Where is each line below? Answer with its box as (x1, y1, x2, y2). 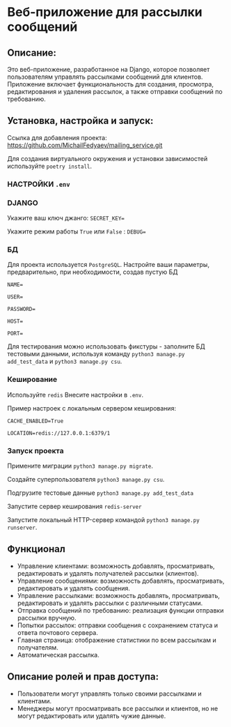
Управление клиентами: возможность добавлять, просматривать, (17, 562, 215, 570)
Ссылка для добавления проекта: (7, 133, 107, 141)
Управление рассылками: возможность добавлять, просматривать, (17, 591, 221, 599)
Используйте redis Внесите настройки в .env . (7, 390, 144, 399)
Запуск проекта (7, 445, 64, 455)
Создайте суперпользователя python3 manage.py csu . (7, 475, 165, 483)
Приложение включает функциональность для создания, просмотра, (7, 80, 214, 88)
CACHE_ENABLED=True (7, 418, 64, 424)
